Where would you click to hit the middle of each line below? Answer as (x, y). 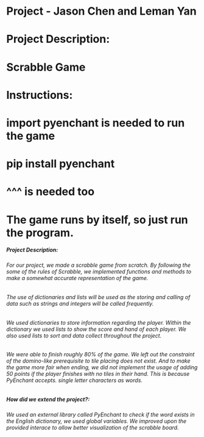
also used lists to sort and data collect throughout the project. (84, 335)
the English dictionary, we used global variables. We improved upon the (97, 421)
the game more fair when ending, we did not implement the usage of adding (102, 367)
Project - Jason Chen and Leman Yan (101, 11)
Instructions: (40, 95)
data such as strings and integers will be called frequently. (80, 304)
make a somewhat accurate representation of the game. (77, 278)
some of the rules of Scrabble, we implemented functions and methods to (99, 272)
